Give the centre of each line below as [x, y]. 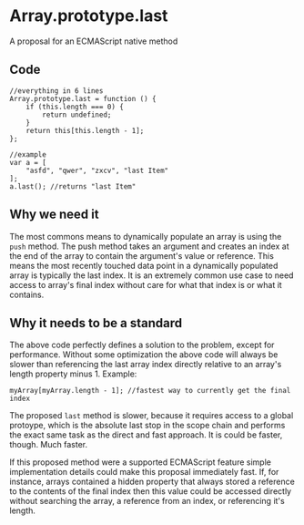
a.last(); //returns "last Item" [73, 186]
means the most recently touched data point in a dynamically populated [144, 265]
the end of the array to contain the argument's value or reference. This [142, 255]
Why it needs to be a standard [96, 323]
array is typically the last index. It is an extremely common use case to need [152, 275]
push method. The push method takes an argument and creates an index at [149, 246]
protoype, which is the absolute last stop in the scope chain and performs [147, 426]
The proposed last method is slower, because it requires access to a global [152, 416]
